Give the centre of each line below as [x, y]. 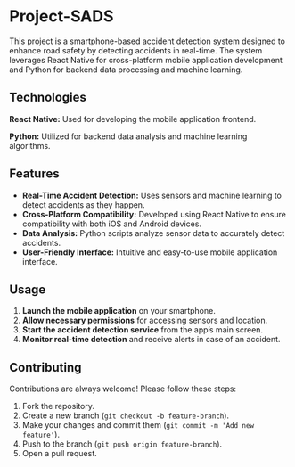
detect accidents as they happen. [83, 205]
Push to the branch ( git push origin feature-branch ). [122, 444]
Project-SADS [61, 16]
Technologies [48, 98]
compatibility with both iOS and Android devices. [112, 224]
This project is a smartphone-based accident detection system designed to [147, 41]
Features [34, 174]
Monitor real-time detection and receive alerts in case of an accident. [151, 340]
